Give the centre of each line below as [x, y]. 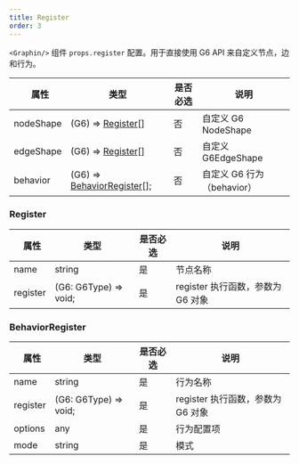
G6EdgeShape [232, 158]
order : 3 [25, 26]
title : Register [39, 17]
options [29, 428]
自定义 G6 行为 [233, 174]
